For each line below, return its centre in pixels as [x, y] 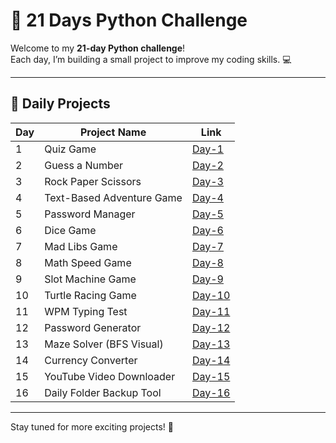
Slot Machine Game [90, 279]
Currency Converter [91, 360]
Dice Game [70, 230]
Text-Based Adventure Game [113, 197]
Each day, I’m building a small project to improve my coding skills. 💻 [151, 59]
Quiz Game [70, 149]
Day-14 [211, 360]
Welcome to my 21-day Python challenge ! [98, 48]
